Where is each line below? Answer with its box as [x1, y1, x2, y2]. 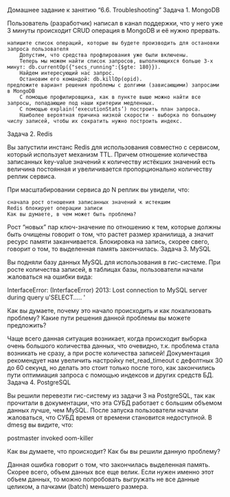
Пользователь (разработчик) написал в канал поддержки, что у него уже [7, 19, 223, 27]
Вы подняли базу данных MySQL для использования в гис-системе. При [7, 258, 221, 266]
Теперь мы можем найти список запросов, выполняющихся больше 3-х [19, 58, 214, 65]
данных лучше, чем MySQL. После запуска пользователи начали [7, 406, 198, 414]
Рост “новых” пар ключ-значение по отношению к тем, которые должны [7, 223, 221, 231]
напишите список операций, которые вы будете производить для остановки [7, 40, 220, 47]
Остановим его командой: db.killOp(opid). [19, 76, 143, 82]
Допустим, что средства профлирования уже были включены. [19, 51, 189, 58]
